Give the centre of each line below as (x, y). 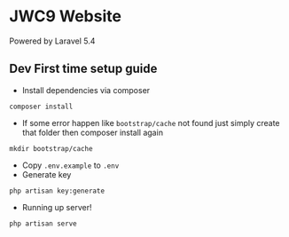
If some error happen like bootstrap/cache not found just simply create (151, 122)
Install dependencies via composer (86, 90)
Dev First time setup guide (83, 69)
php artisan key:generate (57, 191)
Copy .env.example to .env (70, 165)
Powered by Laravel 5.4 (52, 41)
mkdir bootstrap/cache (51, 148)
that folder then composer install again (93, 132)
